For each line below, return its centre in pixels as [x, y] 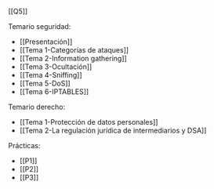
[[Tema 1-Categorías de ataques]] [74, 50]
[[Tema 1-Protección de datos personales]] [89, 122]
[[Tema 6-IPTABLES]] [54, 92]
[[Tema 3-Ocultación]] [56, 67]
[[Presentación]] [46, 42]
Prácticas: [24, 145]
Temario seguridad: [40, 26]
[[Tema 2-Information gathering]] [73, 58]
